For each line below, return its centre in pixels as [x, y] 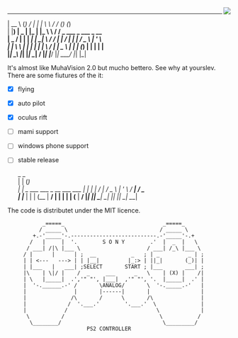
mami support [38, 132]
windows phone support [53, 146]
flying [26, 89]
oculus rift [32, 118]
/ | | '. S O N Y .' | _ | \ [114, 242]
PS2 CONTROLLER [109, 329]
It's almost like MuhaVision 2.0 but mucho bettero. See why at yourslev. [112, 68]
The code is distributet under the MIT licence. [74, 210]
